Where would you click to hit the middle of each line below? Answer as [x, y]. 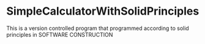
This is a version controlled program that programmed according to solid [98, 28]
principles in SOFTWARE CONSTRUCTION [60, 34]
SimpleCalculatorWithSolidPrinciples [103, 11]
